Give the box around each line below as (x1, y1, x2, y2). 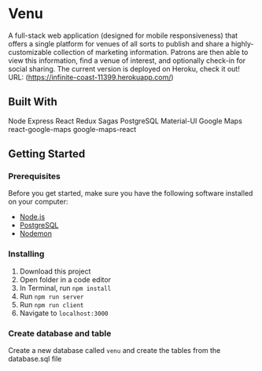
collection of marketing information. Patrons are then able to (53, 47, 249, 57)
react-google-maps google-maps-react (8, 124, 137, 134)
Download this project (19, 266, 91, 276)
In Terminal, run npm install (19, 283, 112, 292)
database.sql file (8, 354, 62, 364)
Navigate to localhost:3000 (19, 308, 109, 318)
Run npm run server (19, 292, 84, 301)
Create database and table (8, 328, 112, 339)
